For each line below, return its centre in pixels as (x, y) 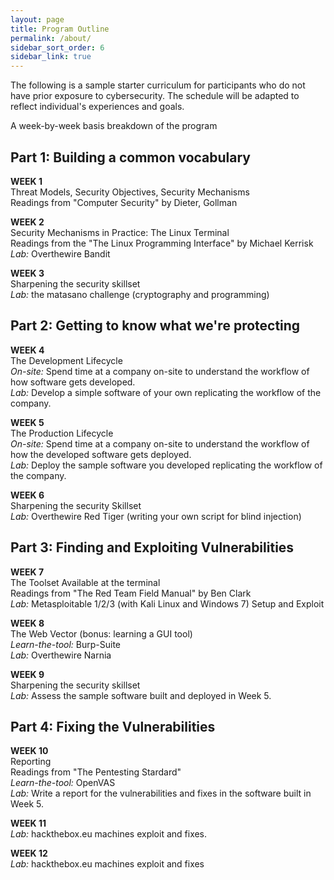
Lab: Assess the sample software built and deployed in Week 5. (141, 695)
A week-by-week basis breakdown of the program (114, 126)
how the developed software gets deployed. (101, 454)
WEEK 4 (27, 350)
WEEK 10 (29, 751)
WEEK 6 (27, 495)
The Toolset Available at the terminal (85, 582)
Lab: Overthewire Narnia (61, 655)
